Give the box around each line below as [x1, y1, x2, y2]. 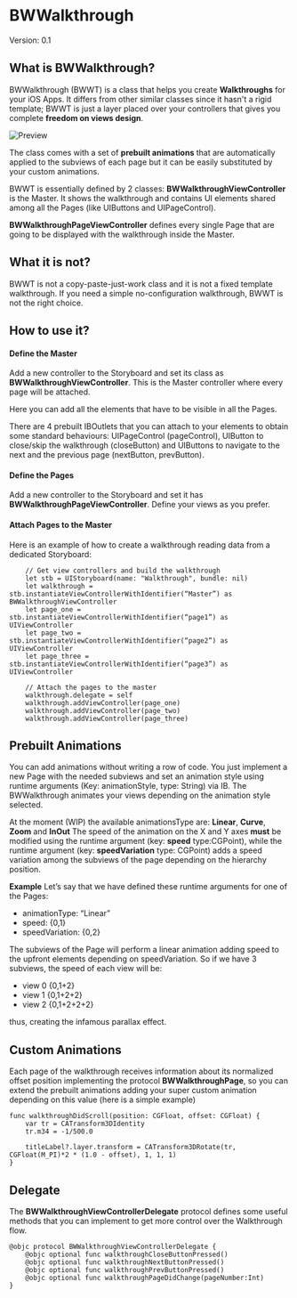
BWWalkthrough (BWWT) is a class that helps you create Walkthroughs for [9, 84, 286, 94]
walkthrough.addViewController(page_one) [25, 698, 181, 708]
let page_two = [25, 629, 82, 637]
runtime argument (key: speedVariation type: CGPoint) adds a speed [9, 845, 262, 856]
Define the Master [9, 348, 77, 359]
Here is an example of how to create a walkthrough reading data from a [9, 539, 271, 550]
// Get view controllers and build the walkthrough [25, 566, 221, 575]
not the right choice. [9, 297, 84, 308]
